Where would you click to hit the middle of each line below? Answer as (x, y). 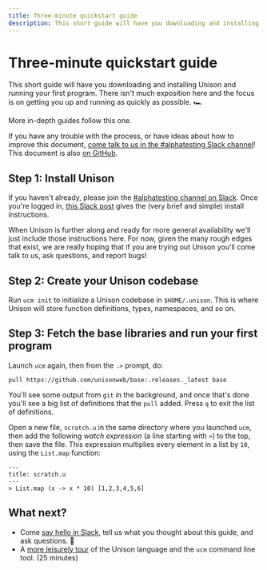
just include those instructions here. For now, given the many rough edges (130, 239)
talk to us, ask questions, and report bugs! (78, 256)
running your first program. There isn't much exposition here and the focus (132, 94)
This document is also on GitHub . (63, 153)
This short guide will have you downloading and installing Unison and (122, 85)
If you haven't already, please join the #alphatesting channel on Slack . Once (133, 197)
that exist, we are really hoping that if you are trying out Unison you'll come (132, 247)
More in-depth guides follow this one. (70, 121)
